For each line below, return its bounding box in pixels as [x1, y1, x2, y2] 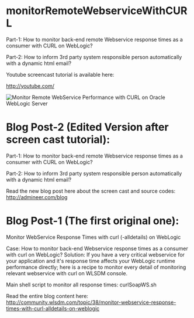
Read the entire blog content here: [6, 292, 89, 299]
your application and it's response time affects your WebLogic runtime [6, 257, 175, 264]
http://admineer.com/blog [6, 193, 68, 200]
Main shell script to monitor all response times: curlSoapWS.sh [6, 281, 157, 288]
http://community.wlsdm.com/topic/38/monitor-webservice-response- [6, 299, 176, 306]
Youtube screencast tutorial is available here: [6, 71, 115, 78]
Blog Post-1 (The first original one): [6, 214, 179, 228]
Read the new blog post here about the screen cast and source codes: [6, 187, 176, 194]
